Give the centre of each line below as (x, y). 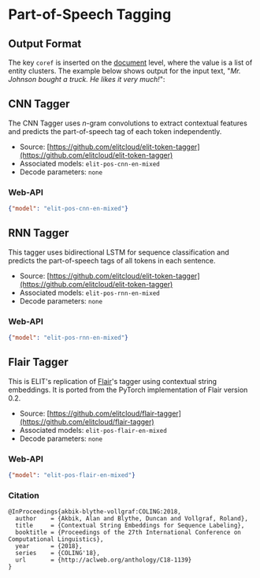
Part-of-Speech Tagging (90, 15)
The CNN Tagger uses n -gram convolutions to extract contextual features (128, 123)
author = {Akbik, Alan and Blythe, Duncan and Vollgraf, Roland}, (132, 519)
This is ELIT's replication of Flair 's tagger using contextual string (113, 381)
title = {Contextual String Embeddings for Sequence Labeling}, (130, 526)
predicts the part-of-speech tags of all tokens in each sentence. (112, 260)
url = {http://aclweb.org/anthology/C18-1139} (104, 560)
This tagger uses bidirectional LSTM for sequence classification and (119, 252)
